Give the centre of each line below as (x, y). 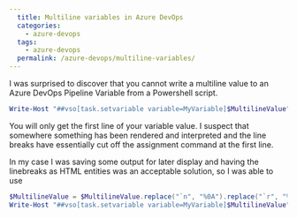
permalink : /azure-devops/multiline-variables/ (107, 58)
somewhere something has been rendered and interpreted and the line (138, 135)
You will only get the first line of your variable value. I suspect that (129, 125)
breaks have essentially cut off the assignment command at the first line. (141, 144)
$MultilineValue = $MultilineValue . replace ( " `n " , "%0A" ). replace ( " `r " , (144, 196)
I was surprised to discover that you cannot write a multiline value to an (139, 83)
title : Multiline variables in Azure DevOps (100, 17)
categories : (39, 26)
